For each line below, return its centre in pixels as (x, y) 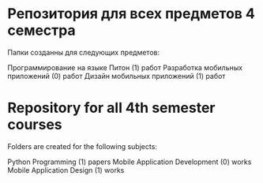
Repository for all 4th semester (111, 108)
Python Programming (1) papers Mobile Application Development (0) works (130, 162)
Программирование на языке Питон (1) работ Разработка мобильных (125, 67)
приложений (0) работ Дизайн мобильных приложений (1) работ (116, 76)
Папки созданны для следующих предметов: (83, 52)
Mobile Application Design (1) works (66, 170)
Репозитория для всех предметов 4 (131, 14)
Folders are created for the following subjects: (82, 146)
